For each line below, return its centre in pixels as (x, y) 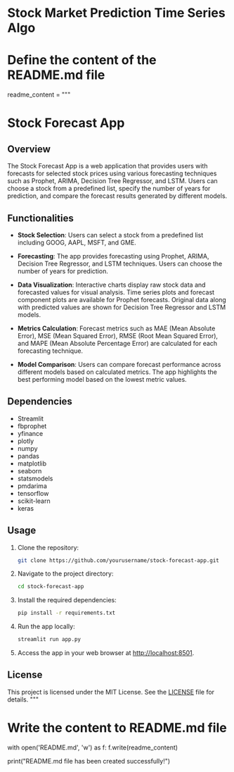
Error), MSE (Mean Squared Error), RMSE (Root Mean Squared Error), (118, 335)
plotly (26, 441)
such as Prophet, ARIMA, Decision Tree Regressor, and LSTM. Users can (112, 181)
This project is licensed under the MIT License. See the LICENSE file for (111, 692)
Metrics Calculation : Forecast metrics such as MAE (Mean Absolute (116, 328)
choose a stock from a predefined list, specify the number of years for (109, 189)
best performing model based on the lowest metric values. (102, 379)
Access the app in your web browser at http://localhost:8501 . (106, 653)
